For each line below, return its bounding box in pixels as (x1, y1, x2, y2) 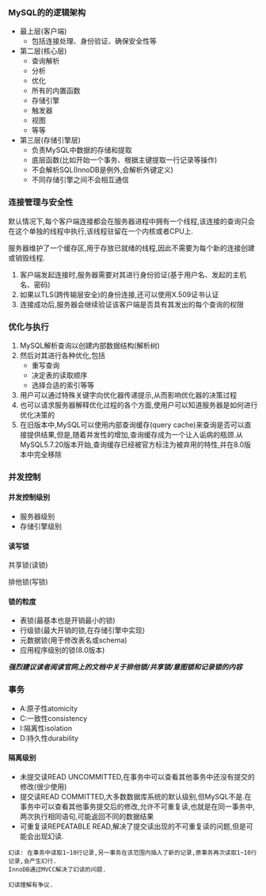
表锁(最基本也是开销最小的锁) (19, 616, 116, 625)
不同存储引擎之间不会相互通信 (31, 175, 129, 185)
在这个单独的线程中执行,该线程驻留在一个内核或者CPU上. (8, 226, 194, 235)
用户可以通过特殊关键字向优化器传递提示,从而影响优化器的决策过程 (19, 390, 237, 399)
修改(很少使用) (19, 782, 67, 791)
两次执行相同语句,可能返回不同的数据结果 (19, 811, 154, 821)
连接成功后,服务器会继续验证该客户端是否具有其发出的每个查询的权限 (19, 299, 244, 309)
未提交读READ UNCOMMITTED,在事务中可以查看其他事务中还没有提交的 (19, 772, 255, 781)
